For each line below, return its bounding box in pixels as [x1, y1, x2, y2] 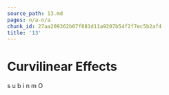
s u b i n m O [7, 82, 43, 90]
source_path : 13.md [7, 10, 63, 17]
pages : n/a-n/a [7, 17, 51, 23]
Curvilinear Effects [7, 59, 117, 74]
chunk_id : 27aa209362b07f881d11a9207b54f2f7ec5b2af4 [7, 23, 162, 30]
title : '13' [7, 29, 41, 36]
